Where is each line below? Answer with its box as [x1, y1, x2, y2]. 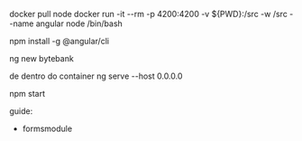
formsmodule [22, 123, 73, 134]
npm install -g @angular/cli [9, 36, 110, 46]
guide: [9, 106, 33, 117]
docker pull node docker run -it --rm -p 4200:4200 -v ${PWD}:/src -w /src [9, 9, 288, 19]
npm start [9, 89, 46, 99]
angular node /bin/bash [35, 18, 124, 29]
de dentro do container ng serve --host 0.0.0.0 [9, 70, 183, 81]
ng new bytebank [9, 53, 74, 63]
